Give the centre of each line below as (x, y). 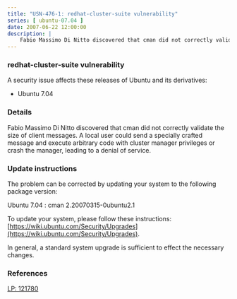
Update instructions (42, 168)
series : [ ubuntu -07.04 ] (45, 20)
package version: (32, 192)
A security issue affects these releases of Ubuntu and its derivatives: (107, 80)
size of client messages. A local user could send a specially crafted (105, 135)
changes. (21, 255)
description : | (30, 34)
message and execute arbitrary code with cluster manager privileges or (111, 143)
